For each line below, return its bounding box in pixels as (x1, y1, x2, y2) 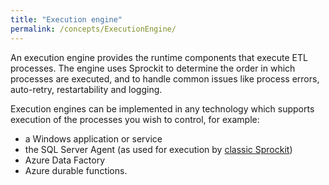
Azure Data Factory (24, 154, 105, 166)
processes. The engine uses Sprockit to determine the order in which (10, 62, 296, 74)
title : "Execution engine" (10, 14, 123, 25)
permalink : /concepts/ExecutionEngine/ (10, 24, 177, 34)
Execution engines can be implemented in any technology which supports (10, 102, 315, 115)
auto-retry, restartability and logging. (10, 83, 163, 95)
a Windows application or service (24, 132, 163, 145)
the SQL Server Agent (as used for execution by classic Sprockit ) (24, 143, 293, 155)
